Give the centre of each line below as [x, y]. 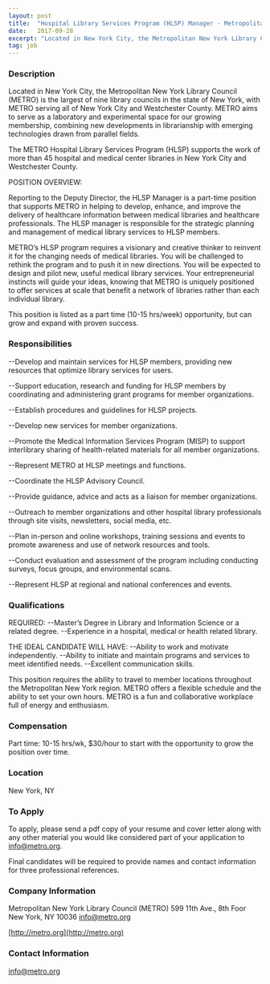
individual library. [37, 299]
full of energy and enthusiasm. [59, 706]
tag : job [23, 46]
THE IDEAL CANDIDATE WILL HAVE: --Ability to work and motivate [119, 647]
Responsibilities [40, 344]
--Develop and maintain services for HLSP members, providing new [121, 361]
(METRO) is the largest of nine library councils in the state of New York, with [134, 100]
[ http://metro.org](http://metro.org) [66, 933]
